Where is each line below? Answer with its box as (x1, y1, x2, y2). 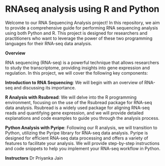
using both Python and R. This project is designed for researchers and (5, 30, 148, 36)
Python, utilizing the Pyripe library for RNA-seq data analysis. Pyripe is (5, 130, 148, 136)
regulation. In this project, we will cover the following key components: (5, 70, 148, 76)
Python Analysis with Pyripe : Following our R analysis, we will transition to (5, 124, 158, 131)
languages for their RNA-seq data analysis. (5, 40, 92, 46)
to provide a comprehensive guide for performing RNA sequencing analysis (5, 25, 159, 30)
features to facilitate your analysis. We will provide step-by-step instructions (5, 140, 160, 146)
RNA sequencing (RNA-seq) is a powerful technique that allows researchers (5, 59, 159, 65)
